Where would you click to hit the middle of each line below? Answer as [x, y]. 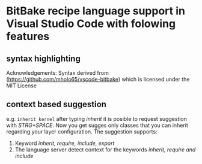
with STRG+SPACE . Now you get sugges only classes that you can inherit [97, 125]
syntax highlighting [44, 58]
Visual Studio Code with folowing [91, 24]
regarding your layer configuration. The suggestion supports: [82, 131]
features [28, 37]
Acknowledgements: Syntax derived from [58, 73]
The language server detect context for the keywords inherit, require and [105, 149]
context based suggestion [57, 104]
